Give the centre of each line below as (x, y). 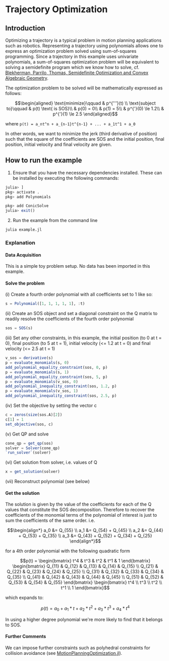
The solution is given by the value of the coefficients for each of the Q (78, 505)
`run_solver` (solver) (28, 453)
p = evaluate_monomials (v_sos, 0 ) (42, 382)
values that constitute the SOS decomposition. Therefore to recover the (80, 510)
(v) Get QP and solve (27, 434)
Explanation (20, 242)
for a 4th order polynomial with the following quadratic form (68, 551)
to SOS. (13, 625)
